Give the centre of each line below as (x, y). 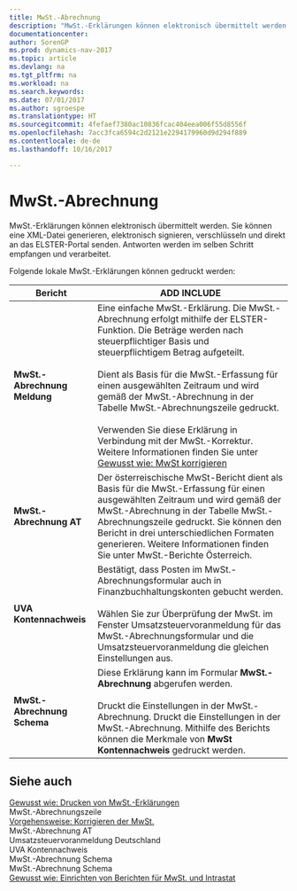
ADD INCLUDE (190, 293)
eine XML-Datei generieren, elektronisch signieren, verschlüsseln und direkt (147, 235)
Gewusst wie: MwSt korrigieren (162, 463)
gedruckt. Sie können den (228, 521)
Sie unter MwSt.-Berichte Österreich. (175, 555)
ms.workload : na (39, 83)
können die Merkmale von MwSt (164, 739)
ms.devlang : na (37, 67)
